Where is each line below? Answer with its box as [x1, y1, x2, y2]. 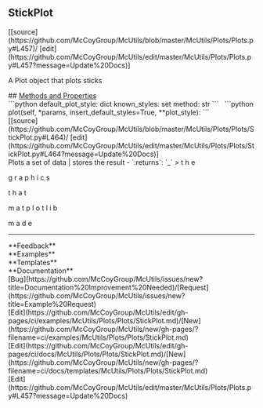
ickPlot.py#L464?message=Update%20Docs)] [8, 149, 159, 158]
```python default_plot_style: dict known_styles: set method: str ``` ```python [8, 99, 254, 108]
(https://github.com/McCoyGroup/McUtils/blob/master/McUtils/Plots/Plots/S [8, 124, 254, 133]
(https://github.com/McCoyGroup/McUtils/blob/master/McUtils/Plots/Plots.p [8, 35, 254, 45]
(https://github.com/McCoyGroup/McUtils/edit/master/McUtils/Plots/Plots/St [8, 140, 254, 150]
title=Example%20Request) [8, 299, 96, 308]
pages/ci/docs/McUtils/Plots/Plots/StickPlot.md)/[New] [8, 349, 186, 359]
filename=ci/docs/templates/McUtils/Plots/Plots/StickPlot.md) [8, 366, 208, 375]
